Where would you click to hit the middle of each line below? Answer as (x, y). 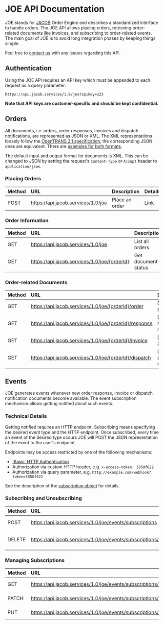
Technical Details (26, 416)
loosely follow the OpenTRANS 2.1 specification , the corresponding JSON (79, 141)
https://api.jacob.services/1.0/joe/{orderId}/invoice (89, 340)
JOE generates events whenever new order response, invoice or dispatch (79, 393)
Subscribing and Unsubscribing (43, 498)
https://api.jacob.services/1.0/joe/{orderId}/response (92, 323)
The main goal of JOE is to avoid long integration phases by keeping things (80, 38)
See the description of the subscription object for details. (62, 485)
